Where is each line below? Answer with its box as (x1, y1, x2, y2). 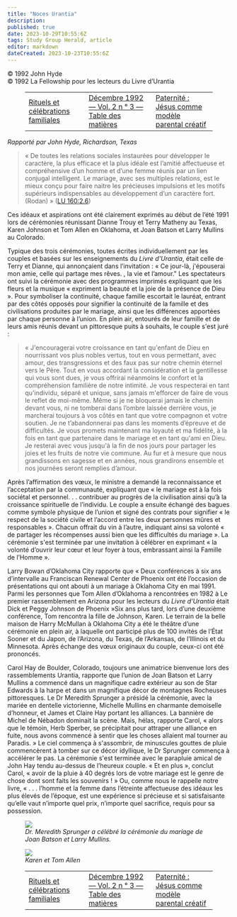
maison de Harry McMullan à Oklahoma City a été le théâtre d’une (7, 619, 200, 628)
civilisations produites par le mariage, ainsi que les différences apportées (7, 306, 221, 316)
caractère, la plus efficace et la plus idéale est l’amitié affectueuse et (24, 159, 225, 167)
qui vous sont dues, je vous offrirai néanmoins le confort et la (24, 373, 204, 382)
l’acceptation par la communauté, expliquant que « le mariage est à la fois (7, 485, 222, 494)
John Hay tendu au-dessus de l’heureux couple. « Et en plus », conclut (7, 761, 214, 769)
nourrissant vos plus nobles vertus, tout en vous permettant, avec (24, 350, 217, 359)
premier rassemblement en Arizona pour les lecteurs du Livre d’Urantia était (7, 596, 229, 605)
